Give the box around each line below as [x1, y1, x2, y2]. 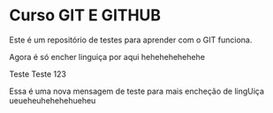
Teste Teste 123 [9, 68, 66, 79]
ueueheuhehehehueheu [9, 94, 96, 106]
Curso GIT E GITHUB [9, 5, 162, 26]
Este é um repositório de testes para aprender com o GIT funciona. [9, 34, 253, 45]
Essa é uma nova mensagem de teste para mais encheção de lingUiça [9, 86, 265, 96]
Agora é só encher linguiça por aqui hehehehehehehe [9, 51, 206, 62]
